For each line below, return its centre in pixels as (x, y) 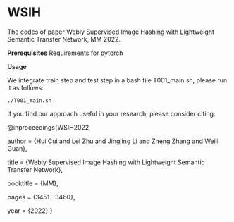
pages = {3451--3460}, (41, 197)
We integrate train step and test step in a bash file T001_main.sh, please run (117, 80)
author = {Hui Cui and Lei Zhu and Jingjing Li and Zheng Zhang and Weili (113, 141)
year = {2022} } (30, 210)
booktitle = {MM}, (33, 183)
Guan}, (17, 148)
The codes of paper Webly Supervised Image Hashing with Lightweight (111, 32)
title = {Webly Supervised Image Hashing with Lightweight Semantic (106, 162)
